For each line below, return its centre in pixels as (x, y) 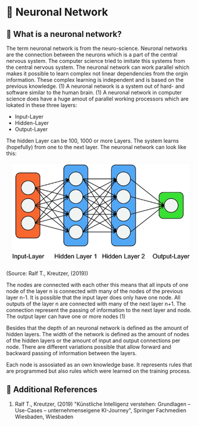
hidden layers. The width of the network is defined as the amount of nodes (98, 335)
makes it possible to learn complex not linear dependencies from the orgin (97, 73)
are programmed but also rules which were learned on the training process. (99, 371)
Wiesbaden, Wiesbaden (44, 416)
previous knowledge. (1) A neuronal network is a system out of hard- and (95, 86)
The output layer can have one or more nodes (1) (66, 317)
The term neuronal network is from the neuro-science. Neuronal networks (97, 48)
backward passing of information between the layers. (71, 354)
